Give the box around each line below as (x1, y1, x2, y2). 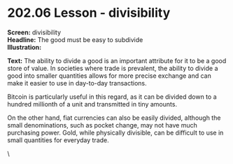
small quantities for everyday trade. (7, 135, 110, 144)
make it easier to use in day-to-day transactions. (7, 78, 147, 87)
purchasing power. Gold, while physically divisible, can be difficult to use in (7, 128, 224, 137)
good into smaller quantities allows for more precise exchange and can (7, 71, 211, 80)
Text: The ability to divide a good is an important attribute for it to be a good (7, 56, 227, 64)
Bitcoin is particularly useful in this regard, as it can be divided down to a (7, 93, 217, 101)
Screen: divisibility (7, 28, 62, 36)
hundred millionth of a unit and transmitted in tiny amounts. (7, 100, 177, 108)
